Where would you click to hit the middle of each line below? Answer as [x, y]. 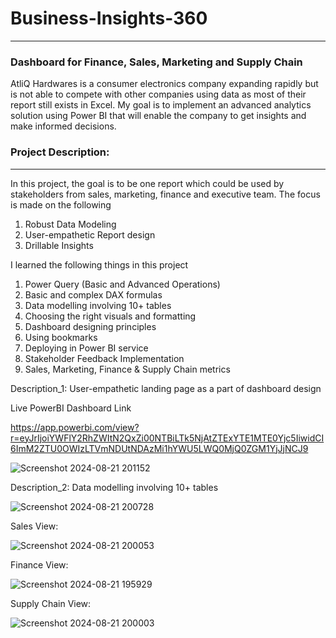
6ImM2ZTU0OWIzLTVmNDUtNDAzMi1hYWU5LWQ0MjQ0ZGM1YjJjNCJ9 [159, 448]
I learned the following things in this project [99, 264]
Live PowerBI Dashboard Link [71, 408]
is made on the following [61, 204]
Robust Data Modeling [70, 224]
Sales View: [34, 526]
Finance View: [39, 564]
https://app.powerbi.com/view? [75, 427]
